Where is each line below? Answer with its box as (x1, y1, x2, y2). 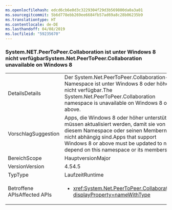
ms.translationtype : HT (5, 17, 56, 22)
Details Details (8, 90, 41, 97)
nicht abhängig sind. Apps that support (64, 133, 157, 141)
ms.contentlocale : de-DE (5, 22, 58, 27)
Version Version (8, 163, 45, 170)
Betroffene (8, 185, 34, 192)
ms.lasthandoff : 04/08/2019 (5, 27, 66, 32)
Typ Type (8, 171, 29, 179)
